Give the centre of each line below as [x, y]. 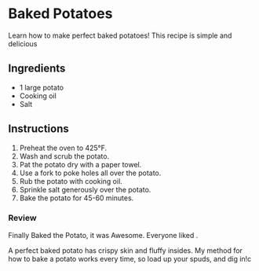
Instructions [38, 129]
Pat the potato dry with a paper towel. [80, 164]
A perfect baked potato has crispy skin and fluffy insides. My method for [126, 250]
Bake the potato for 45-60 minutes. [77, 198]
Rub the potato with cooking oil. [71, 181]
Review [22, 218]
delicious [23, 43]
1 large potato [42, 87]
